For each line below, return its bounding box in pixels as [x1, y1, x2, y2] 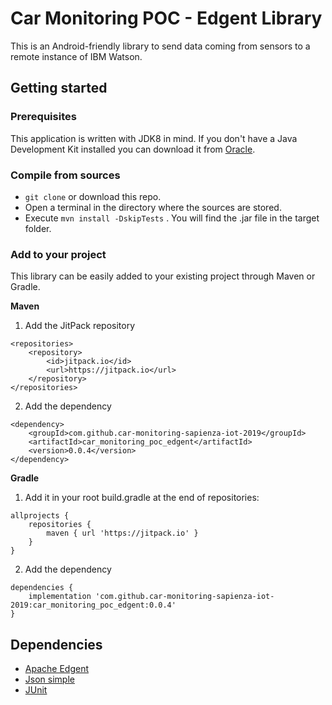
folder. [24, 222, 52, 234]
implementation [28, 592, 92, 602]
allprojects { [10, 511, 70, 521]
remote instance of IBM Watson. [10, 50, 143, 62]
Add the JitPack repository [24, 320, 136, 332]
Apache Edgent [24, 663, 89, 675]
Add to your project [10, 247, 107, 261]
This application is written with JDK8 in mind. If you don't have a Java [10, 132, 298, 144]
